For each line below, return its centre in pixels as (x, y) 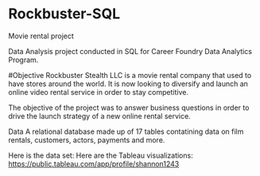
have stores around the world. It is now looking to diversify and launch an (128, 84)
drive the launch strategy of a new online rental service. (99, 115)
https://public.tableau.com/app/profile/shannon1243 (94, 163)
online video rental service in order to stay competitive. (99, 92)
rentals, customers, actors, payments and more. (87, 139)
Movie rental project (41, 36)
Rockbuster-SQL (64, 14)
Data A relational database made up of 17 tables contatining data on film (126, 131)
